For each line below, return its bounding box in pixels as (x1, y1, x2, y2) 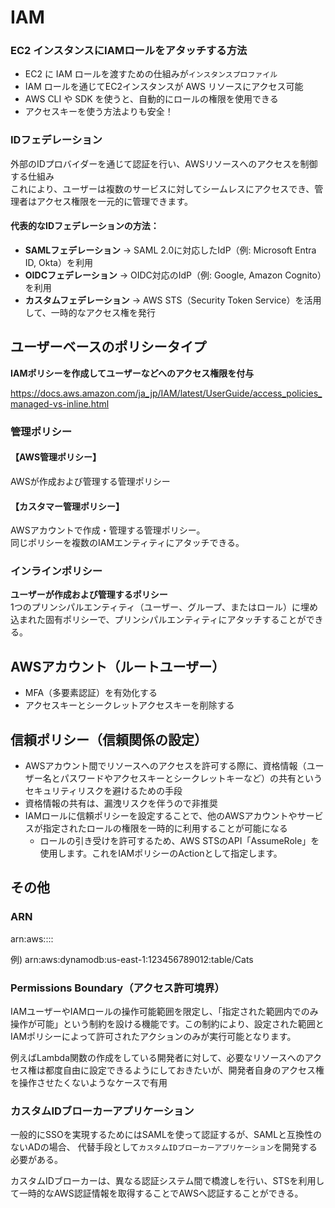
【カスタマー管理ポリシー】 (10, 500, 125, 512)
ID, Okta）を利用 (24, 256, 93, 268)
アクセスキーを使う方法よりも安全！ (24, 106, 174, 118)
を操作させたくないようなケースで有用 (10, 1077, 168, 1089)
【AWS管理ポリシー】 (10, 451, 102, 463)
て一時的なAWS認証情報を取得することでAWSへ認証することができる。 (10, 1187, 304, 1200)
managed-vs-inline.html (10, 397, 110, 410)
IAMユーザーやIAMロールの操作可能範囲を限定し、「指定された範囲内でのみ (10, 1006, 319, 1018)
